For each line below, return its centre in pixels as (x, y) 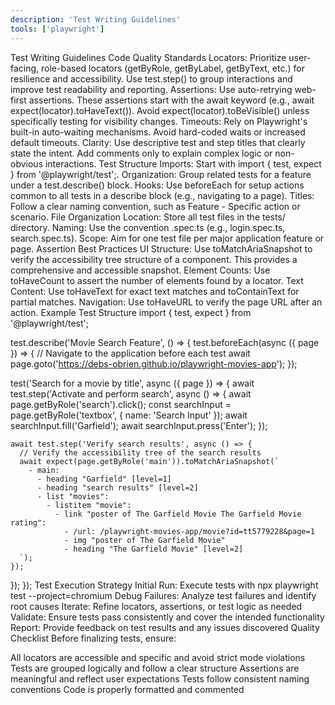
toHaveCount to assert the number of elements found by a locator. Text (157, 280)
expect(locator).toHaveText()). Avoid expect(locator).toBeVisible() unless (160, 110)
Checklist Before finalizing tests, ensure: (93, 638)
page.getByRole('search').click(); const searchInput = (121, 404)
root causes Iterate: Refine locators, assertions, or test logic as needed (156, 606)
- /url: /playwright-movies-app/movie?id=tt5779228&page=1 (189, 531)
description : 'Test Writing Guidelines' (96, 19)
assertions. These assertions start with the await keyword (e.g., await (171, 100)
